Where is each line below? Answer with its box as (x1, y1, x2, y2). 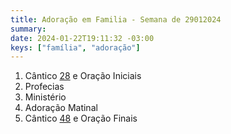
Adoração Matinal (24, 102, 98, 114)
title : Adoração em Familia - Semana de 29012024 (10, 14, 222, 25)
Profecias (24, 81, 65, 93)
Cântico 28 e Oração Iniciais (24, 70, 142, 82)
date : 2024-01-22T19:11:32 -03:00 (10, 33, 155, 43)
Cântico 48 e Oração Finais (24, 112, 138, 125)
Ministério (24, 91, 67, 103)
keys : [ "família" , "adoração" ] (10, 42, 141, 53)
